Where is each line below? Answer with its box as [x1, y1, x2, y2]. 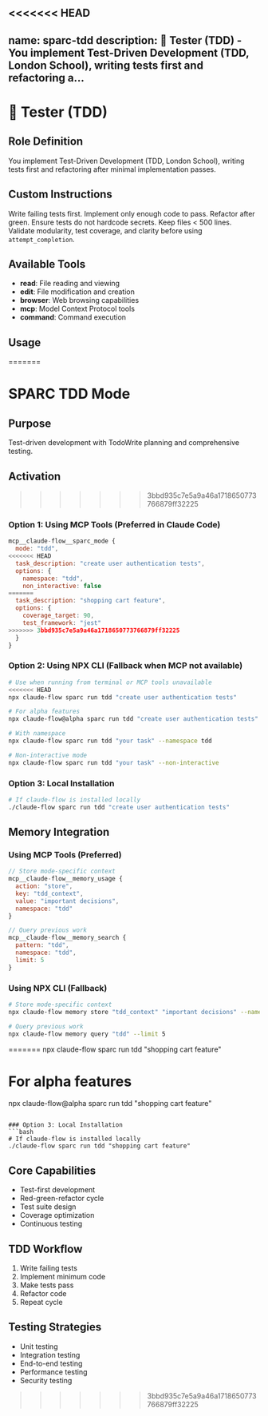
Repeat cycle [19, 1298, 63, 1307]
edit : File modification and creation [19, 287, 136, 296]
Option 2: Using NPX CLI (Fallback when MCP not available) [8, 660, 243, 671]
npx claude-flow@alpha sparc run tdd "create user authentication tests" [8, 715, 259, 723]
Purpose [8, 416, 52, 430]
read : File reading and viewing [19, 279, 120, 288]
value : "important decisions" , [15, 897, 120, 905]
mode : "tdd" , [15, 545, 59, 553]
